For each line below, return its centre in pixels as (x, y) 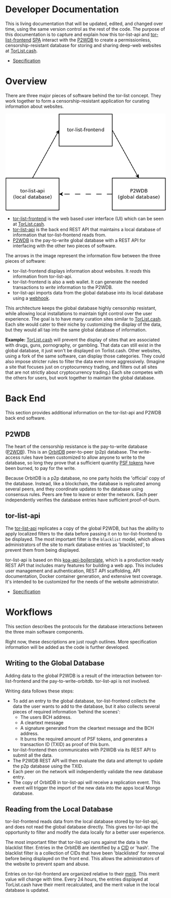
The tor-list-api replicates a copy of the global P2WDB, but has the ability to (85, 528)
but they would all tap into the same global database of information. (76, 330)
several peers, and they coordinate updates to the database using (74, 489)
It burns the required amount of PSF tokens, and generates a (84, 739)
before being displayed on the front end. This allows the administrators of (82, 859)
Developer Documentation (62, 9)
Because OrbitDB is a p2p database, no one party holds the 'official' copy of (85, 478)
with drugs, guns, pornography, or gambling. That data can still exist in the (83, 345)
